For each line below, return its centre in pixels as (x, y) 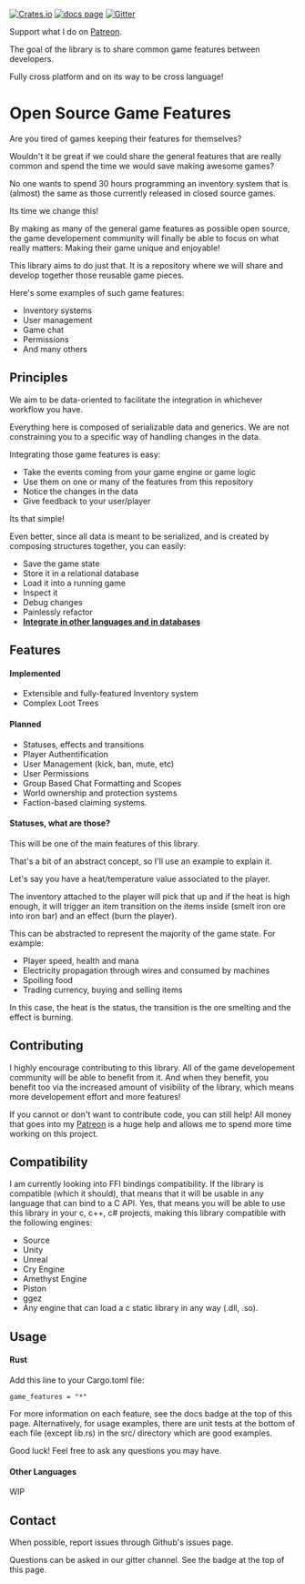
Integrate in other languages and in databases (112, 621)
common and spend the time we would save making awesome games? (142, 166)
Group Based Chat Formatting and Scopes (102, 783)
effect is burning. (41, 1017)
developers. (32, 59)
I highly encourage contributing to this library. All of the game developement (152, 1067)
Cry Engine (44, 1269)
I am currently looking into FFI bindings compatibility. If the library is (137, 1184)
